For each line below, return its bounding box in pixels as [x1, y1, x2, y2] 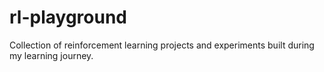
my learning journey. [9, 49, 94, 61]
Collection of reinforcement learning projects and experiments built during [9, 39, 315, 51]
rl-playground [9, 6, 127, 29]
